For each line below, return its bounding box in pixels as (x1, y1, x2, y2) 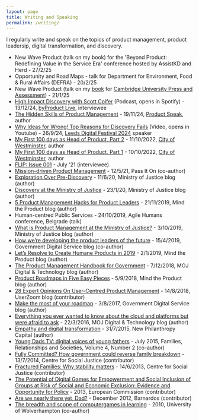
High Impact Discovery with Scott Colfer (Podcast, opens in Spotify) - (14, 98, 185, 105)
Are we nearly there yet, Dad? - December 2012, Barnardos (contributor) (14, 394, 192, 402)
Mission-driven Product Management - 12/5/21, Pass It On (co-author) (14, 168, 186, 175)
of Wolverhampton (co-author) (14, 408, 90, 415)
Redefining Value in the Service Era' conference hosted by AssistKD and (14, 60, 191, 67)
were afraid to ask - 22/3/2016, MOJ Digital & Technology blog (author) (14, 319, 188, 326)
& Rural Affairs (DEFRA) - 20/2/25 (14, 79, 97, 86)
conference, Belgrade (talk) (14, 218, 82, 225)
